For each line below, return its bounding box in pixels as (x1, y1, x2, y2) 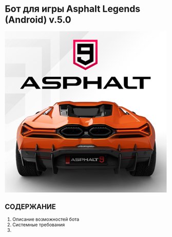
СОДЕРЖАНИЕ (5, 203, 56, 211)
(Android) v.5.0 (5, 14, 71, 26)
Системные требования (12, 221, 65, 228)
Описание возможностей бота (12, 216, 80, 222)
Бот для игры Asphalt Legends (5, 3, 141, 15)
